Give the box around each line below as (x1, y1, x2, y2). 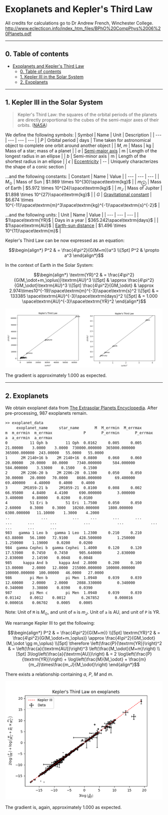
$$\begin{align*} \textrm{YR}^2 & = (33, 272, 107, 278)
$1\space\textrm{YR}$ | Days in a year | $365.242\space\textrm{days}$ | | (5, 217, 158, 223)
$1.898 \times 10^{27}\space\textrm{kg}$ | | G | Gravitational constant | (5, 191, 152, 198)
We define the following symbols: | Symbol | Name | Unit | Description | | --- (5, 131, 162, 138)
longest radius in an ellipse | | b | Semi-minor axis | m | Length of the (5, 153, 146, 159)
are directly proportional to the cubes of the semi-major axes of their (17, 116, 159, 123)
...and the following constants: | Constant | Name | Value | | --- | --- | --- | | (5, 173, 159, 179)
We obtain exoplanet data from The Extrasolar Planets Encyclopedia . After (5, 405, 157, 411)
